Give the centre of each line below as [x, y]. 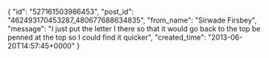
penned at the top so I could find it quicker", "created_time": [107, 37]
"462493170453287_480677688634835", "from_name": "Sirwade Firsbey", [132, 20]
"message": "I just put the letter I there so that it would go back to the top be [134, 29]
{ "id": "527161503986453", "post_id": [71, 12]
